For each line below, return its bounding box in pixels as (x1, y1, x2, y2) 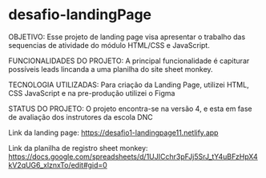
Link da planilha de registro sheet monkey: (8, 143, 148, 152)
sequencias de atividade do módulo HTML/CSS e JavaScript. (8, 40, 210, 49)
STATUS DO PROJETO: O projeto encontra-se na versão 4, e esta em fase (8, 104, 252, 113)
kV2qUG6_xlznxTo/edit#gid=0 (8, 160, 108, 169)
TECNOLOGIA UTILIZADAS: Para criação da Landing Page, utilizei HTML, (8, 80, 250, 89)
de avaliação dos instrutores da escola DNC (8, 112, 154, 121)
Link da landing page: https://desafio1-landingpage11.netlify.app (8, 128, 219, 137)
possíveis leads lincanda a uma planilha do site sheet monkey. (8, 64, 214, 73)
